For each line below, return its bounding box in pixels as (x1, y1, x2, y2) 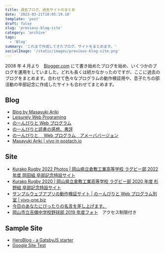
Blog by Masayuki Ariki (12, 109, 59, 115)
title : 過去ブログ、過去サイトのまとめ (5, 7, 75, 12)
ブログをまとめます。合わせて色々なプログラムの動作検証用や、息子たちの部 (5, 75, 160, 81)
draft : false (5, 21, 32, 26)
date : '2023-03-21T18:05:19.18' (5, 12, 71, 17)
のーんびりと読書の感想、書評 (12, 126, 73, 132)
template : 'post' (5, 16, 41, 21)
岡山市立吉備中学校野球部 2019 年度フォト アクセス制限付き (12, 210, 137, 215)
